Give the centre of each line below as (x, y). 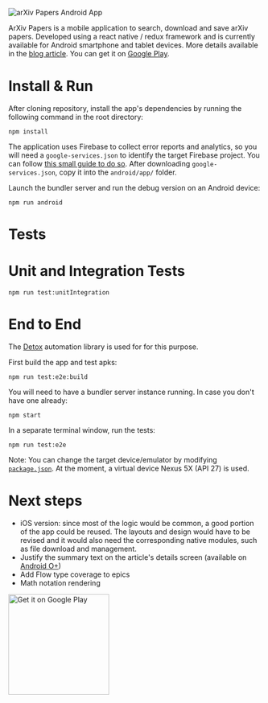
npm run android (35, 202)
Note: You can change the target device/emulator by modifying (113, 460)
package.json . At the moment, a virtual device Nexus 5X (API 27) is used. (129, 468)
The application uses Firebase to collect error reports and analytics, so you (133, 146)
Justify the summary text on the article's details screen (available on (133, 557)
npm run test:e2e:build (48, 377)
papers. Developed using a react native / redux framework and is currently (132, 37)
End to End (45, 325)
